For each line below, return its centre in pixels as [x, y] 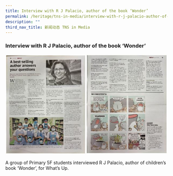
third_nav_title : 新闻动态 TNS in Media [48, 27]
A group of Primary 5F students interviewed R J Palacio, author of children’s [86, 163]
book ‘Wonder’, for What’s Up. [37, 168]
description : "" [23, 22]
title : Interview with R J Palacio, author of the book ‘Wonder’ [77, 11]
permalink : [17, 16]
